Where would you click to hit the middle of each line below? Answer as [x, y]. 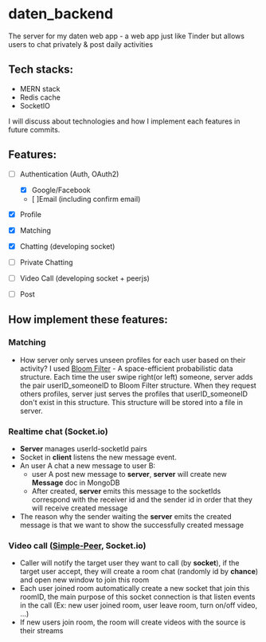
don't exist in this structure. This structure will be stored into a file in [131, 402]
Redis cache [40, 97]
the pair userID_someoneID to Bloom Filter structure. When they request [138, 385]
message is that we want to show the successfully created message [132, 525]
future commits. [34, 129]
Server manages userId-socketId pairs [83, 449]
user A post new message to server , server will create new [129, 475]
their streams [41, 631]
